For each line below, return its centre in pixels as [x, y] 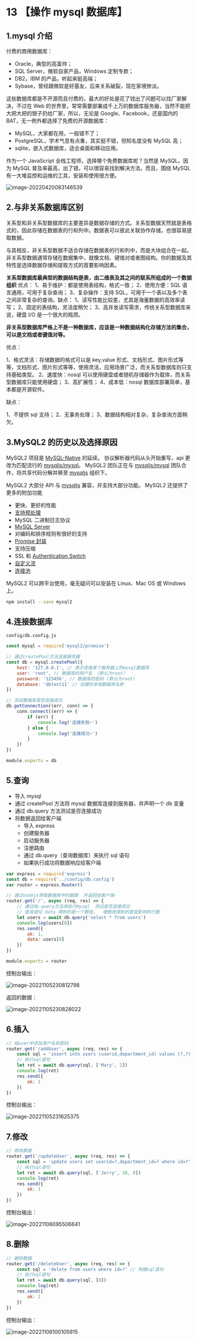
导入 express [39, 825]
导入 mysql [28, 796]
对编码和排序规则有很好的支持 [51, 533]
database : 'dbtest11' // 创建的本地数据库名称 [70, 684]
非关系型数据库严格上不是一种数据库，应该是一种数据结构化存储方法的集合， [99, 327]
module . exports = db [32, 761]
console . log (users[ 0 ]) [44, 923]
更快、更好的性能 [35, 505]
